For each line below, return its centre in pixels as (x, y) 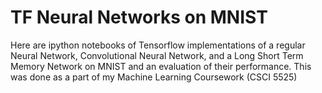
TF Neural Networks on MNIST (139, 17)
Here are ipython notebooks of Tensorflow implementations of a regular (158, 45)
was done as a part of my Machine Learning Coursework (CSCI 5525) (154, 77)
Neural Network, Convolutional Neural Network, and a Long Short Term (157, 55)
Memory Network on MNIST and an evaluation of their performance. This (161, 66)
